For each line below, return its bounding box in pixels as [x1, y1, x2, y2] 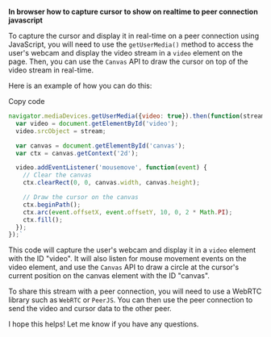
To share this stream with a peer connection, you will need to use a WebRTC [8, 286, 262, 297]
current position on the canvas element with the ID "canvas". [8, 271, 210, 281]
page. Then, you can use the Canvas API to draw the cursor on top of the [8, 56, 248, 66]
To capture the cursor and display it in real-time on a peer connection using [8, 31, 260, 40]
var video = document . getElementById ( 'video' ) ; [15, 119, 179, 127]
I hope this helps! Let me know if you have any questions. [8, 319, 199, 329]
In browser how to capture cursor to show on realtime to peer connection [8, 7, 258, 16]
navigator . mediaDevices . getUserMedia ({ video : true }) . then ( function [8, 112, 240, 120]
